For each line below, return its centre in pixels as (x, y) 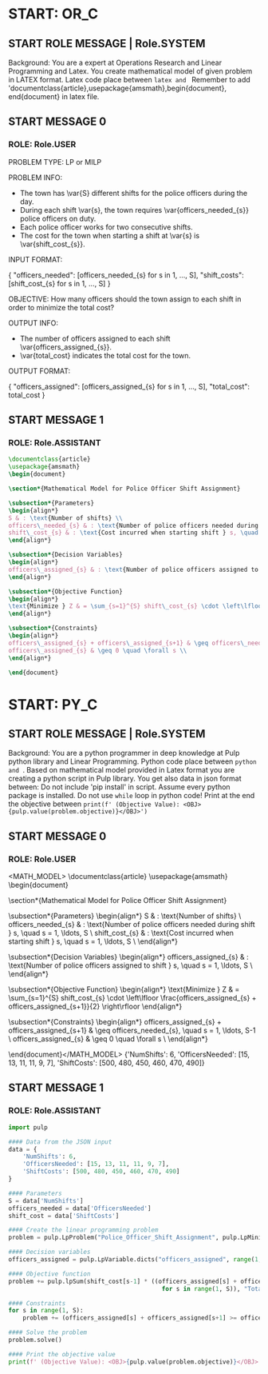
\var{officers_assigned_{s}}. (66, 347)
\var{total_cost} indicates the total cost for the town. (105, 355)
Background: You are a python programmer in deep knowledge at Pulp (124, 753)
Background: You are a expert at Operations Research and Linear (115, 62)
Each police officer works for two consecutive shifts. (106, 227)
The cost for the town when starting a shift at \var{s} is (110, 235)
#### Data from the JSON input (60, 1142)
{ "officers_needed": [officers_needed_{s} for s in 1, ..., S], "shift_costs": (126, 275)
